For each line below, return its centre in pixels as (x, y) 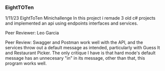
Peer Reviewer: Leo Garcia (32, 33)
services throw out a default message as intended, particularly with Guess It (83, 48)
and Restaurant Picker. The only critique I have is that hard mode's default (80, 53)
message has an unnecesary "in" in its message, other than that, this (75, 58)
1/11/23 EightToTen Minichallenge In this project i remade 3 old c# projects (80, 18)
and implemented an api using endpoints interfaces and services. (72, 23)
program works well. (26, 64)
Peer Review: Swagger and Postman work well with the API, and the (74, 42)
